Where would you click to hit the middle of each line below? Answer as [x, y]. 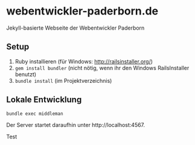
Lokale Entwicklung [44, 100]
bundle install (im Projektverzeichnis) [63, 80]
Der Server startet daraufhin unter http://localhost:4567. [76, 124]
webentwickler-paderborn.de [82, 11]
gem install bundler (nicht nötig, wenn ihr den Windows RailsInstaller [102, 68]
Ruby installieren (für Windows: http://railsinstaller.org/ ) [84, 61]
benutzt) [26, 74]
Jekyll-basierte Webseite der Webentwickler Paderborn [75, 28]
